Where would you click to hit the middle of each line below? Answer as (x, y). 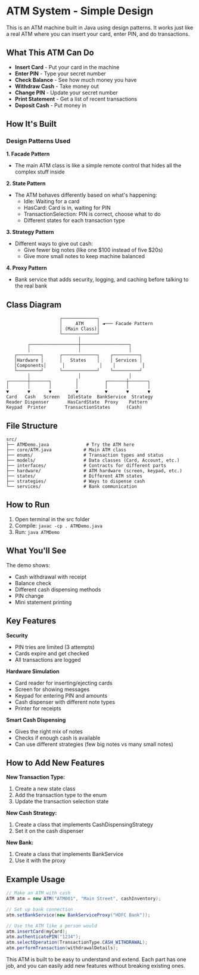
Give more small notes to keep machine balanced (84, 256)
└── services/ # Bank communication (71, 487)
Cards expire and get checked (52, 653)
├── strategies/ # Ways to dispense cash (76, 482)
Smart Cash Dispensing (36, 720)
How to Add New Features (55, 762)
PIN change (29, 595)
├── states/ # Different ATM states (74, 476)
